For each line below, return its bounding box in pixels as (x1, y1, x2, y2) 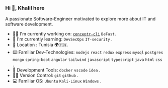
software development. (5, 21, 53, 27)
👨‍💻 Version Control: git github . (12, 72, 79, 78)
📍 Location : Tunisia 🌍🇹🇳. (12, 42, 68, 48)
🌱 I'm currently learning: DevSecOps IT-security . (12, 36, 113, 42)
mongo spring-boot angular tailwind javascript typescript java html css (12, 57, 162, 62)
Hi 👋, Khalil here (5, 4, 45, 11)
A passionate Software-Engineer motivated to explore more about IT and (5, 16, 156, 22)
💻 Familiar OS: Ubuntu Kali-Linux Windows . (12, 78, 102, 84)
